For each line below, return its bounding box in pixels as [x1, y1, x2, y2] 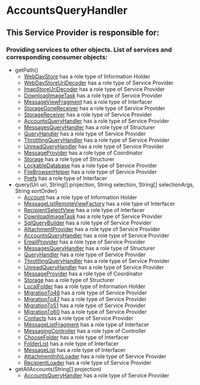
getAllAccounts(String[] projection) [14, 365, 102, 372]
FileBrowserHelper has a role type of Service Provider [23, 168, 157, 175]
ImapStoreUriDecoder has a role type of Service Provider [23, 85, 165, 93]
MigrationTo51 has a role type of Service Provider [23, 302, 146, 309]
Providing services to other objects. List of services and [6, 46, 172, 54]
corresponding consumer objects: [6, 53, 108, 61]
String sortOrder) [14, 187, 57, 195]
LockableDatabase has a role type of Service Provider [23, 162, 157, 169]
